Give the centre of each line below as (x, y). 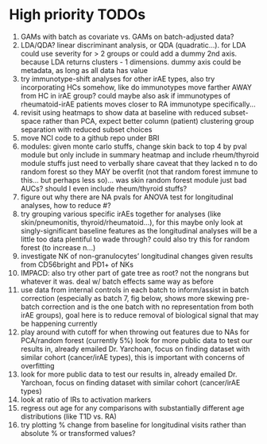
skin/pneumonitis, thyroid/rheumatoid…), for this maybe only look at (132, 222)
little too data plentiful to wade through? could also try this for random (135, 239)
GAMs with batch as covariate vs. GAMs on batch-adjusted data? (127, 37)
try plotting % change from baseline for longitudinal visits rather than (133, 425)
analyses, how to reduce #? (66, 205)
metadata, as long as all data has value (84, 70)
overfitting (37, 365)
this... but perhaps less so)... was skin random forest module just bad (133, 180)
